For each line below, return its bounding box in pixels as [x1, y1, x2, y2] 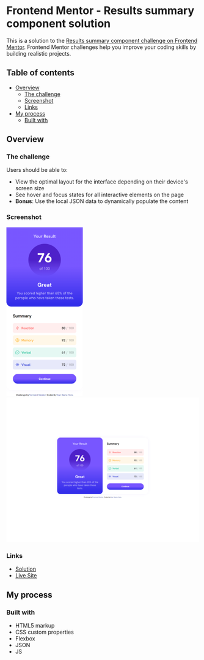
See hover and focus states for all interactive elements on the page [15, 191, 184, 199]
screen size [15, 185, 45, 192]
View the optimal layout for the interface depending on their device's [15, 178, 188, 185]
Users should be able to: [6, 166, 68, 174]
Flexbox [15, 635, 35, 642]
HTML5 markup [15, 622, 55, 629]
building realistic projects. [6, 50, 71, 57]
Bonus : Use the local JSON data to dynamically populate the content [15, 198, 189, 205]
